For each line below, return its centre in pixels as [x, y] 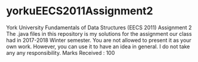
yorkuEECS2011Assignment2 [80, 11]
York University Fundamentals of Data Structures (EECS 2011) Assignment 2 [99, 27]
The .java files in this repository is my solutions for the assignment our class [99, 33]
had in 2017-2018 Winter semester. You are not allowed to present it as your [99, 40]
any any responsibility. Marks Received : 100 [61, 52]
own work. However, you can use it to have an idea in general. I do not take [98, 46]
